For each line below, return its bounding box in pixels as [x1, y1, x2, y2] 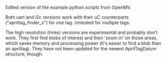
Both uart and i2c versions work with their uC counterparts [5, 14, 129, 20]
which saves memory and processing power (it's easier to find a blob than [5, 40, 161, 46]
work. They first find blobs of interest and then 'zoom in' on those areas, [5, 35, 158, 41]
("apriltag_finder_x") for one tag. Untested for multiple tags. [5, 20, 131, 25]
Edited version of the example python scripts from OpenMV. [5, 5, 131, 10]
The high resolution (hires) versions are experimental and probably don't [5, 29, 158, 35]
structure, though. [5, 51, 43, 57]
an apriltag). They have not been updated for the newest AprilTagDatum [5, 46, 157, 51]
